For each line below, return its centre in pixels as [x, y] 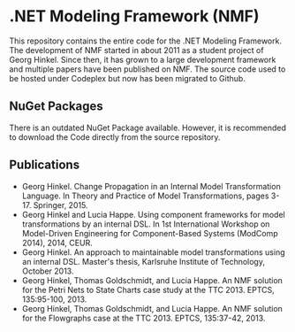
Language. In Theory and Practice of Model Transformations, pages [145, 196]
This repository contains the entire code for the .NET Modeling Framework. [146, 41]
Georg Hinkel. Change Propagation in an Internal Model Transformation [151, 186]
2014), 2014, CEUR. [57, 243]
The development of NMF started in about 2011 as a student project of [136, 50]
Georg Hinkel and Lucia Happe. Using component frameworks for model [153, 214]
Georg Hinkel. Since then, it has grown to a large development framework [143, 59]
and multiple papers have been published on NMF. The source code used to [147, 69]
